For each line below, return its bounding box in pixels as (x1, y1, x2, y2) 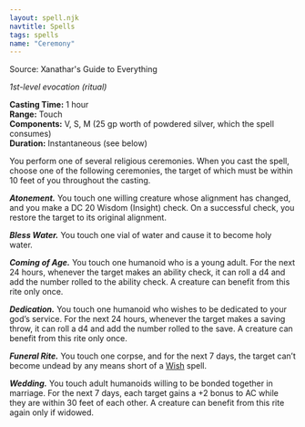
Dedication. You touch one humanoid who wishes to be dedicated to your (9, 304, 287, 315)
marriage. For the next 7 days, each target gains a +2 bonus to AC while (9, 388, 280, 399)
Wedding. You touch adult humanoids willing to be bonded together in (9, 378, 273, 389)
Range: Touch (9, 109, 63, 120)
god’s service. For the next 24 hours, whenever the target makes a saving (9, 314, 286, 325)
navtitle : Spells (9, 22, 76, 31)
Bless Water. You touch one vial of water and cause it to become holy (9, 230, 272, 241)
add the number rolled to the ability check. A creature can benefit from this (9, 276, 290, 287)
